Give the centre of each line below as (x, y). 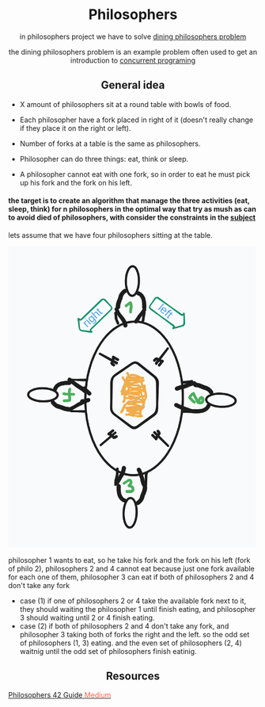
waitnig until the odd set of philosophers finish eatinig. (108, 651)
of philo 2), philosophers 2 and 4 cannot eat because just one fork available (131, 568)
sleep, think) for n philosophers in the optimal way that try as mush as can (132, 209)
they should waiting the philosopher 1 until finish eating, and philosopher (138, 609)
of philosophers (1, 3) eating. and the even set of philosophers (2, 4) (131, 643)
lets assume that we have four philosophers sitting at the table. (110, 235)
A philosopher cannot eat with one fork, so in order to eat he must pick (135, 174)
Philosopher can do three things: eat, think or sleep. (104, 159)
